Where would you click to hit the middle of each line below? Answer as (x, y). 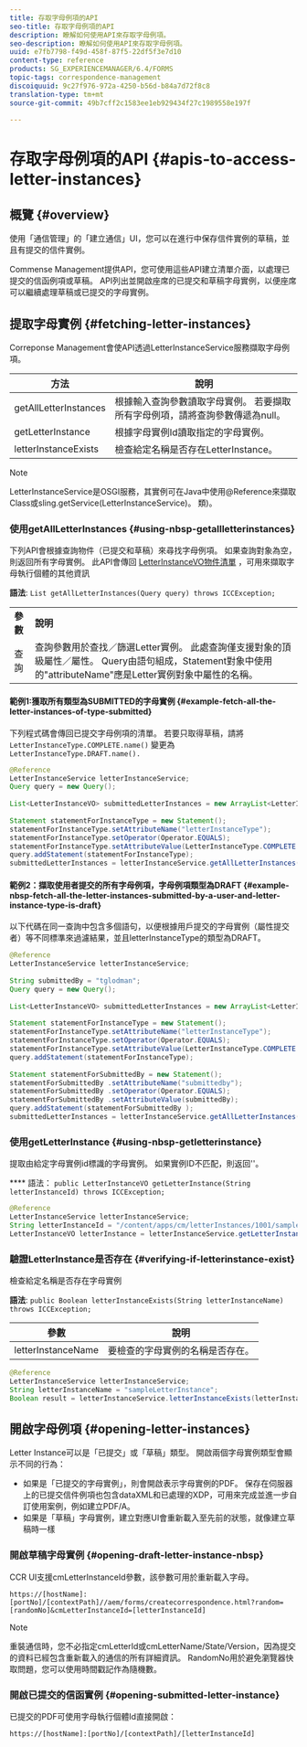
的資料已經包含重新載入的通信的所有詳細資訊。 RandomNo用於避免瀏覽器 (148, 1657)
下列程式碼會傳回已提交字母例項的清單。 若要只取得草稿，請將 (127, 733)
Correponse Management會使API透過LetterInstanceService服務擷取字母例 (150, 347)
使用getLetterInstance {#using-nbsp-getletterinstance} (136, 1142)
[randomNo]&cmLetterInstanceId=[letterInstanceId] (108, 1610)
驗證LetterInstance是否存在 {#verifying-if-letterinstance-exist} (152, 1259)
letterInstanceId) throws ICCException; (88, 1193)
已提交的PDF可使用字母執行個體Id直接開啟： (93, 1716)
